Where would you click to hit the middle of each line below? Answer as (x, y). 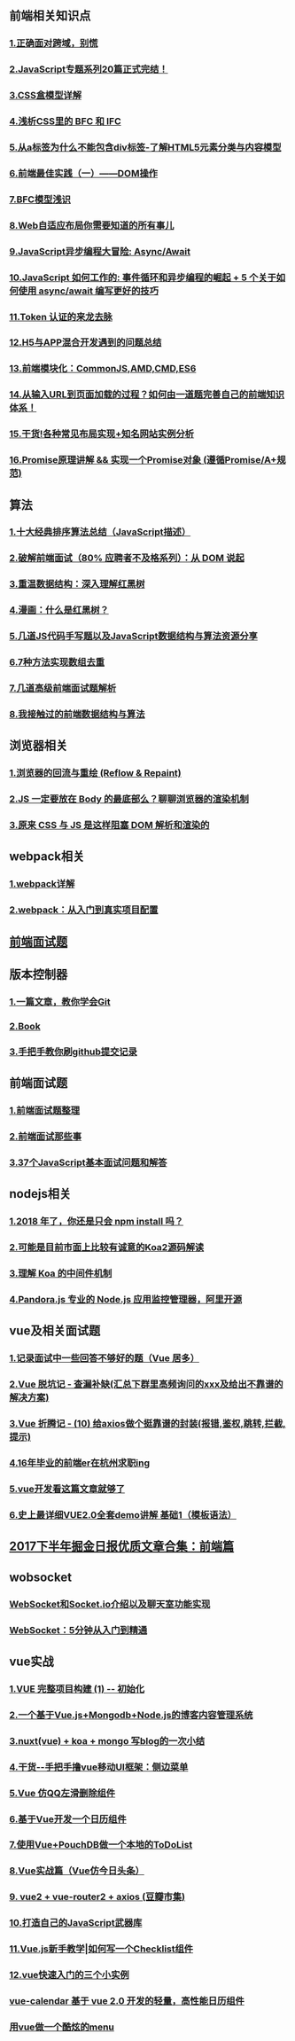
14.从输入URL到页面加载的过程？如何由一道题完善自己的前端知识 (147, 395)
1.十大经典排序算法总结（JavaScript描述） (100, 532)
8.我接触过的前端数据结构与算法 (77, 714)
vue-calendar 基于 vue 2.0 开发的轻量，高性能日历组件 (127, 2001)
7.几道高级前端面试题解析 (63, 688)
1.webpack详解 (42, 884)
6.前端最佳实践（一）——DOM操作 (83, 173)
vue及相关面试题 (55, 1331)
